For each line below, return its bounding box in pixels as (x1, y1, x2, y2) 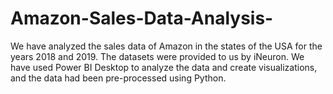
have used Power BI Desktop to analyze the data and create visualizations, (10, 61, 318, 73)
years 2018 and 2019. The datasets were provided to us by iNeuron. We (10, 50, 305, 62)
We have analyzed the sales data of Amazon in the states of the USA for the (10, 40, 323, 52)
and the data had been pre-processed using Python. (10, 72, 227, 84)
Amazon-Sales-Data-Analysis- (10, 7, 274, 30)
